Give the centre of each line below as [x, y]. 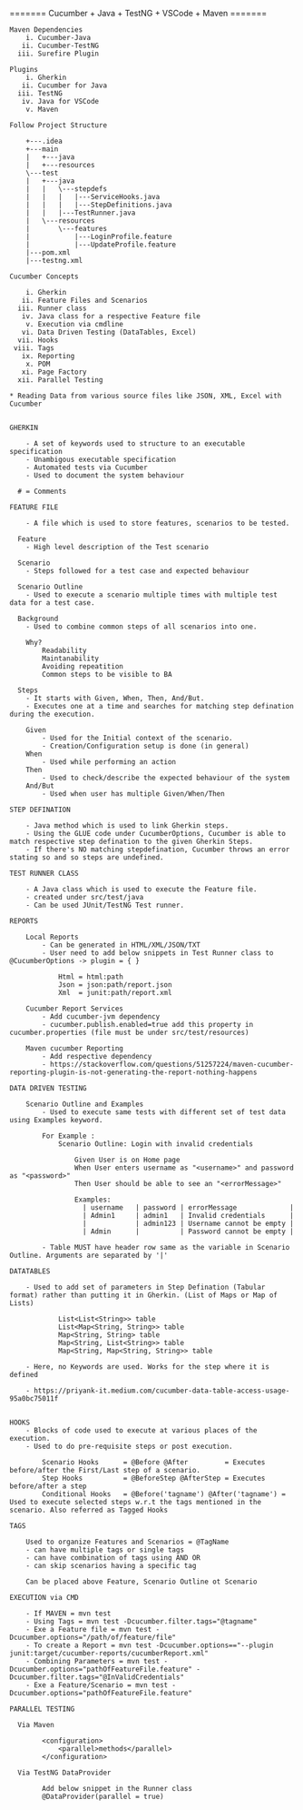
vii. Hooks [38, 340]
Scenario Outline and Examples [85, 1104]
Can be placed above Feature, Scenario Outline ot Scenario [142, 1582]
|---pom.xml [48, 253]
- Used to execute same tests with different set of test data [164, 1112]
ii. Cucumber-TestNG [60, 45]
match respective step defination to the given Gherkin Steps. [132, 841]
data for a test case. [52, 603]
